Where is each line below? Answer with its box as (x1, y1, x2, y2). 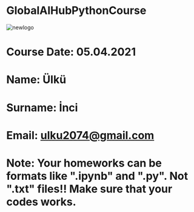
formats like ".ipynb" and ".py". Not (6, 169, 189, 183)
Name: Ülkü (6, 73, 67, 87)
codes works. (6, 195, 76, 208)
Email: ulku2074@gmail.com (6, 128, 155, 142)
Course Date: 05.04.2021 (6, 45, 136, 59)
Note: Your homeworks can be (6, 156, 162, 170)
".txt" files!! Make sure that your (6, 182, 173, 196)
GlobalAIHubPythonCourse (6, 4, 147, 18)
